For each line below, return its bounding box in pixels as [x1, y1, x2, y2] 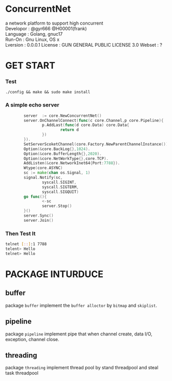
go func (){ [24, 194, 47, 199]
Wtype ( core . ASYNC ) [24, 165, 63, 171]
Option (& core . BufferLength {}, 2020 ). [24, 151, 102, 156]
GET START [5, 60, 55, 72]
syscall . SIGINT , [41, 180, 77, 185]
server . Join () [24, 218, 54, 223]
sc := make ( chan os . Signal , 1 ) [24, 170, 91, 176]
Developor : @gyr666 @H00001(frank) [5, 25, 87, 31]
